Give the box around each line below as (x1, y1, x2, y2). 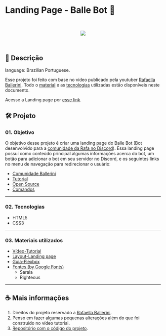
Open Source (12, 181, 40, 187)
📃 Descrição (5, 54, 43, 62)
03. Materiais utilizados (5, 237, 63, 244)
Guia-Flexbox (12, 259, 40, 265)
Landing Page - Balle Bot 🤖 (5, 4, 115, 16)
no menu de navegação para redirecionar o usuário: (5, 161, 111, 167)
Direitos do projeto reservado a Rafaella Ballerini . (12, 309, 112, 315)
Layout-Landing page (12, 253, 56, 259)
